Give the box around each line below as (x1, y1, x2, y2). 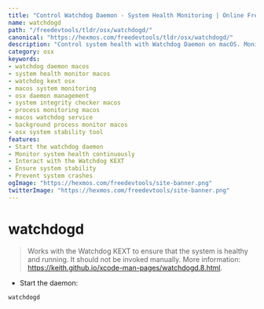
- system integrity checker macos (8, 99, 122, 107)
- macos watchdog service (8, 114, 93, 122)
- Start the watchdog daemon (8, 143, 104, 151)
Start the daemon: (19, 278, 79, 287)
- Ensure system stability (8, 165, 97, 173)
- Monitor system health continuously (8, 150, 135, 158)
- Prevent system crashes (8, 172, 93, 180)
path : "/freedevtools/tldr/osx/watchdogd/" (8, 26, 153, 34)
